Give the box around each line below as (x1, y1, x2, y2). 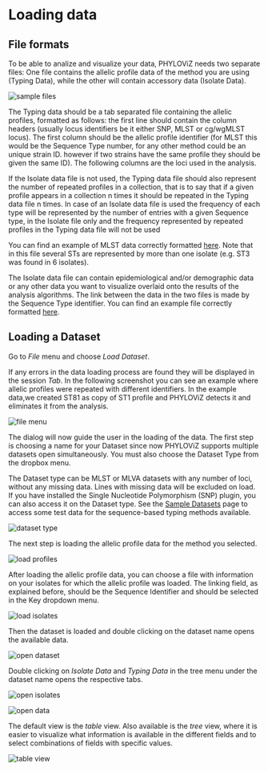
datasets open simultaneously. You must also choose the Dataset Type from (8, 449, 259, 459)
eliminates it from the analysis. (8, 401, 109, 411)
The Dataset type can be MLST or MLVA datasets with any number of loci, (8, 473, 253, 483)
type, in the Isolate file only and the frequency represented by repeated (8, 217, 244, 225)
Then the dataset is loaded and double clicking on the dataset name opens (8, 626, 254, 635)
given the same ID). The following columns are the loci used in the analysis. (8, 158, 258, 168)
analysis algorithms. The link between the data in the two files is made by (8, 290, 250, 299)
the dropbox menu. (8, 457, 71, 467)
